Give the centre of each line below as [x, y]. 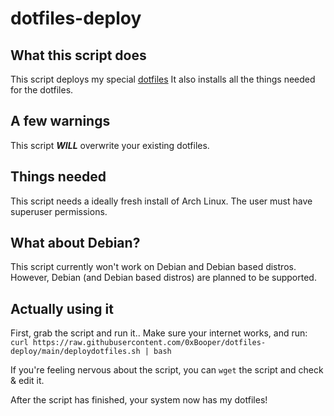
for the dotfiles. [42, 90]
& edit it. [27, 381]
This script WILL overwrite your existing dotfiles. [110, 145]
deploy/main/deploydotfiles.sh [75, 352]
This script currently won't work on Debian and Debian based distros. [153, 267]
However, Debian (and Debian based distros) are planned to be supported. [163, 278]
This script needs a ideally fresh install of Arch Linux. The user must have [161, 201]
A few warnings [60, 121]
